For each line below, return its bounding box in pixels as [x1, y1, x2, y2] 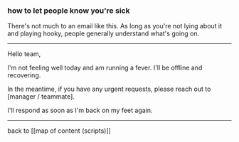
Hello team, [7, 50, 41, 58]
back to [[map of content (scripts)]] [7, 126, 112, 135]
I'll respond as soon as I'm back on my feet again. [7, 106, 153, 115]
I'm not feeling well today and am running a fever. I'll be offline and [7, 63, 203, 72]
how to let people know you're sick [7, 6, 130, 16]
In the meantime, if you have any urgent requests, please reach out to [7, 84, 211, 94]
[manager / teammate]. [7, 92, 75, 101]
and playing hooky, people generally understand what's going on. [7, 29, 200, 38]
